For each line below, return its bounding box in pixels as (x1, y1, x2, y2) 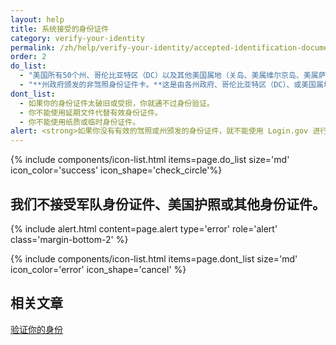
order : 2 (10, 52, 47, 62)
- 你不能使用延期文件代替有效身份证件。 (19, 107, 163, 118)
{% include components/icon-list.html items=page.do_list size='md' (10, 154, 290, 166)
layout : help (10, 14, 65, 25)
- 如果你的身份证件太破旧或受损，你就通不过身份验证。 (19, 98, 215, 108)
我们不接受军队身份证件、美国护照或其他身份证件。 (10, 196, 326, 213)
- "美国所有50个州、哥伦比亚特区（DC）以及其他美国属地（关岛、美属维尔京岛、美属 (19, 71, 319, 81)
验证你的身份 (10, 323, 63, 335)
